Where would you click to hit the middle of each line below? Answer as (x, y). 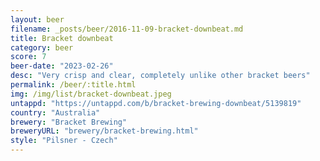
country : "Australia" (55, 112)
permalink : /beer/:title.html (73, 85)
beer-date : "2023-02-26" (62, 66)
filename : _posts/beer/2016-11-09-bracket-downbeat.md (127, 29)
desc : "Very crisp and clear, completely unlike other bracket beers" (160, 76)
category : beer (42, 47)
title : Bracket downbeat (62, 38)
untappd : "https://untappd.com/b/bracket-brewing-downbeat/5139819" (156, 103)
